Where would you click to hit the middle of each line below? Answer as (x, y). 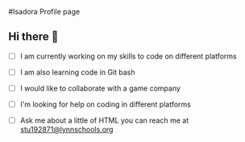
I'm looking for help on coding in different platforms (105, 104)
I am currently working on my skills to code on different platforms (128, 56)
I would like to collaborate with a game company (100, 88)
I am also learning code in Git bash (77, 72)
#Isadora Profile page (44, 12)
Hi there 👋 (33, 37)
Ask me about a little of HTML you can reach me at (104, 120)
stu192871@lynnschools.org (66, 130)
